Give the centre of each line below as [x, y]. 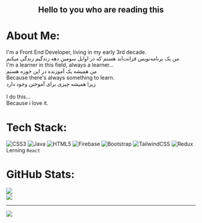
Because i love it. [27, 103]
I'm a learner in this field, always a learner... [60, 65]
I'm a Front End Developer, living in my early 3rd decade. [76, 52]
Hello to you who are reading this [101, 10]
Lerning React [23, 150]
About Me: [33, 36]
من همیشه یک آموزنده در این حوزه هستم [52, 71]
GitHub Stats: [41, 175]
